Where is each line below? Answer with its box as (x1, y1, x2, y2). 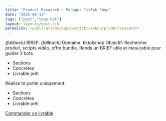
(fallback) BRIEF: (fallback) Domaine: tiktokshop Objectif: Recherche (5, 39, 147, 45)
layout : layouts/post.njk (5, 21, 59, 26)
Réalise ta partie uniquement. (5, 80, 66, 86)
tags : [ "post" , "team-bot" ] (5, 16, 62, 21)
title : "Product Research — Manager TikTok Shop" (5, 7, 111, 12)
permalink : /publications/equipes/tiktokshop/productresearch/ (5, 26, 140, 31)
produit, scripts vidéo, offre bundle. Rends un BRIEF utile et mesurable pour (5, 45, 161, 51)
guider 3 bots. (5, 50, 34, 56)
